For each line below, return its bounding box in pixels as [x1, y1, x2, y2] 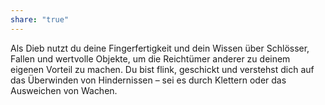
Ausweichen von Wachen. [10, 84, 118, 96]
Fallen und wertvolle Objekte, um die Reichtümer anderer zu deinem [10, 52, 291, 65]
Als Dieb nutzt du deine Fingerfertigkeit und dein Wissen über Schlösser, [10, 42, 310, 54]
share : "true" [10, 14, 70, 25]
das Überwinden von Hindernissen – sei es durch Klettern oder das [10, 74, 287, 86]
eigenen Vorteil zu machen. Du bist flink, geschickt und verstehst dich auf [10, 63, 315, 75]
